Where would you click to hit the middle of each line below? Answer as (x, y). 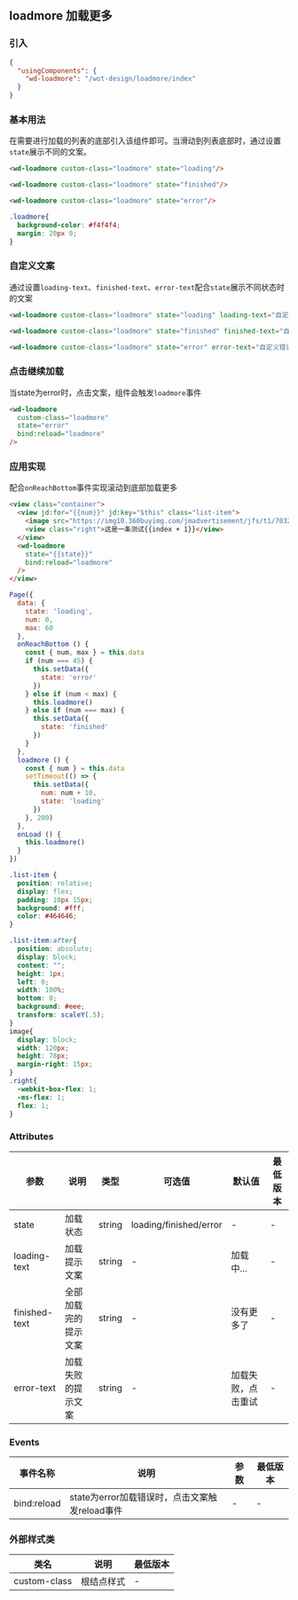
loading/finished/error (177, 1224)
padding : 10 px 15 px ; (55, 899)
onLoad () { (39, 834)
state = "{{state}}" (59, 554)
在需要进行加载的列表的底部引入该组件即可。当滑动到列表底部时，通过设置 (145, 141)
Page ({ (21, 595)
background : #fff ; (51, 908)
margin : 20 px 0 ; (47, 234)
